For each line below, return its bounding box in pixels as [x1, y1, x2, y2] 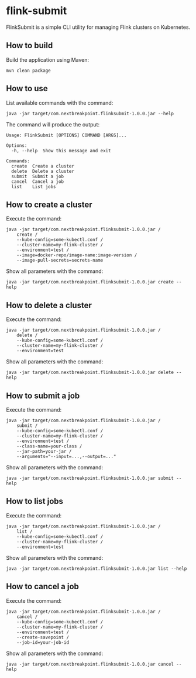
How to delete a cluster [6, 300, 92, 310]
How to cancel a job [6, 582, 79, 592]
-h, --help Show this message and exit [11, 148, 111, 153]
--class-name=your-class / [16, 443, 82, 449]
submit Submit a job [11, 173, 64, 179]
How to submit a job [6, 390, 80, 400]
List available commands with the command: [6, 99, 114, 106]
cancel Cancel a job [11, 178, 64, 185]
